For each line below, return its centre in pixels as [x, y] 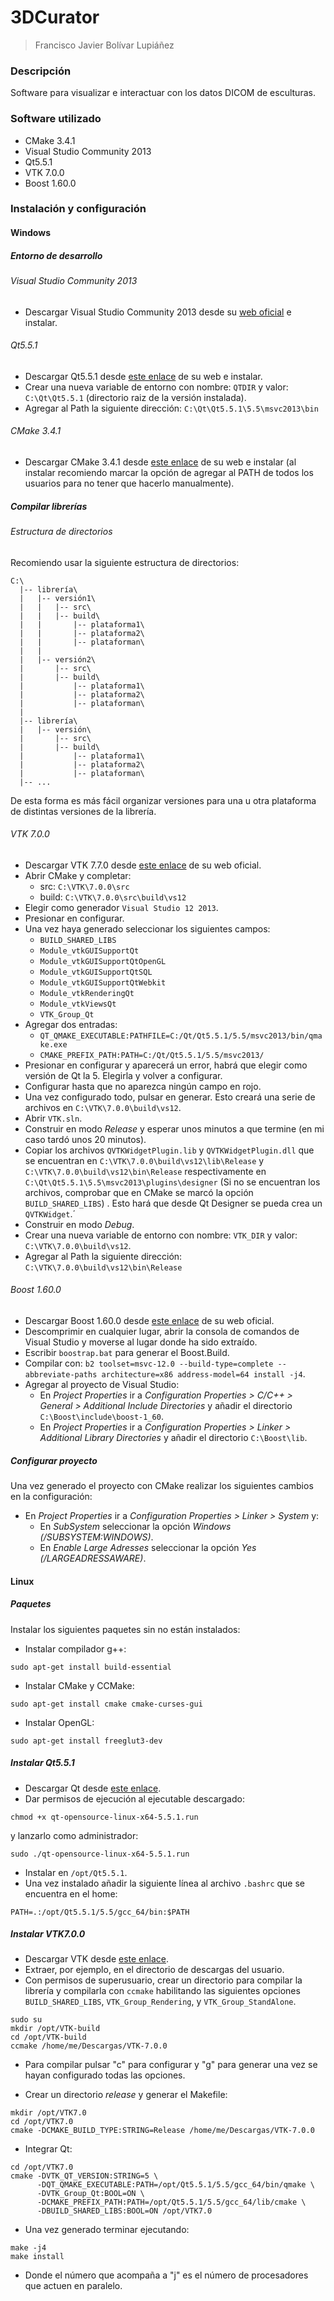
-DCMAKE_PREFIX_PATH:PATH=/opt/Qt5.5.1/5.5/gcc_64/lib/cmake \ [171, 2202]
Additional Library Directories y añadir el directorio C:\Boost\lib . [173, 1438]
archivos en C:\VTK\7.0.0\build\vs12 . [103, 1107]
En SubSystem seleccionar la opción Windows [135, 1526]
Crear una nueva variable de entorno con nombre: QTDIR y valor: [156, 387]
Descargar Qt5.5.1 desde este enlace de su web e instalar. [143, 376]
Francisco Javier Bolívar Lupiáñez [104, 45]
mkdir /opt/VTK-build [55, 2029]
